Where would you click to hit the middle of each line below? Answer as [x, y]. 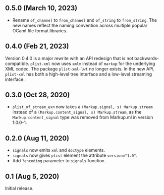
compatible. [17, 64]
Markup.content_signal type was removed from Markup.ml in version [83, 117]
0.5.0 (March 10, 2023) [41, 8]
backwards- [147, 58]
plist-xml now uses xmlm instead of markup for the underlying [93, 64]
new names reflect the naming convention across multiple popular [80, 25]
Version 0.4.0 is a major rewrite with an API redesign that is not [69, 58]
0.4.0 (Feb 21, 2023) [37, 46]
